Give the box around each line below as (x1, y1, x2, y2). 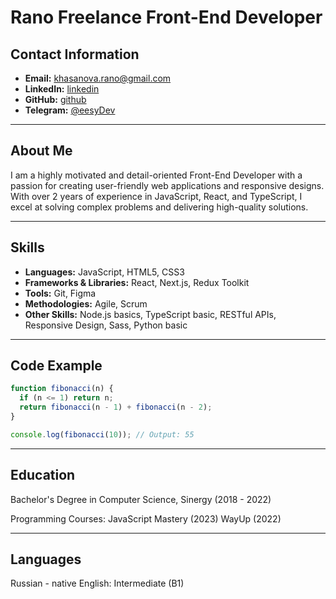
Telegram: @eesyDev (24, 104, 116, 116)
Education (10, 467, 76, 484)
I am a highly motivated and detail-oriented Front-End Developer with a (10, 169, 303, 181)
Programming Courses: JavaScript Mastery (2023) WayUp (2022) (10, 512, 282, 525)
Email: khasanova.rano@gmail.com (24, 72, 172, 84)
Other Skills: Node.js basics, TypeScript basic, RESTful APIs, (24, 308, 277, 320)
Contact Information (10, 46, 140, 63)
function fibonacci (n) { (10, 384, 114, 394)
